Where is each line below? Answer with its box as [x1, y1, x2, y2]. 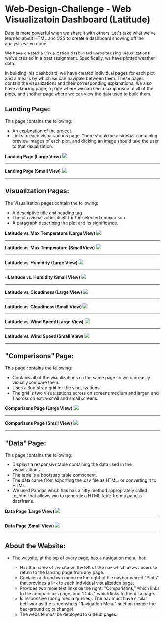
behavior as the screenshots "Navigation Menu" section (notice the [19, 601, 156, 607]
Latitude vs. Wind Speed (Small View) [5, 333, 83, 339]
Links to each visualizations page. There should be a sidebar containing [12, 133, 158, 138]
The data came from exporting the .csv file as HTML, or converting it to [12, 477, 157, 483]
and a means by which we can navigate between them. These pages [5, 75, 144, 81]
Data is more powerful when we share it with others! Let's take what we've [5, 30, 156, 36]
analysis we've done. [5, 40, 48, 46]
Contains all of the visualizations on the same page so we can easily [12, 375, 151, 380]
